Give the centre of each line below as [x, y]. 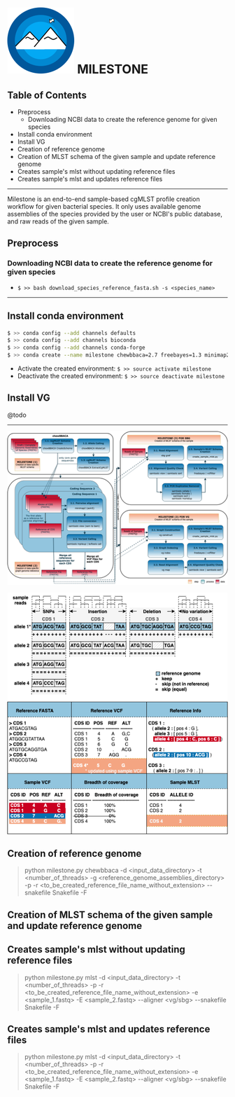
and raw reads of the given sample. [58, 221]
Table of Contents [47, 95]
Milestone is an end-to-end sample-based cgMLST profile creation [104, 199]
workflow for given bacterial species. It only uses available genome [104, 206]
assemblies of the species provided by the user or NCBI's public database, [115, 214]
